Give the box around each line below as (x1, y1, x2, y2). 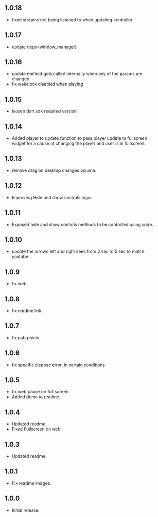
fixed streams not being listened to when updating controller (11, 17, 133, 22)
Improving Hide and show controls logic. (11, 194, 93, 200)
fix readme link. (11, 308, 43, 314)
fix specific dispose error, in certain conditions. (11, 362, 106, 368)
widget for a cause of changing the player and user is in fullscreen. (11, 141, 146, 147)
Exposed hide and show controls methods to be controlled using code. (11, 222, 154, 227)
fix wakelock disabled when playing (11, 81, 83, 87)
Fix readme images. (11, 480, 52, 486)
